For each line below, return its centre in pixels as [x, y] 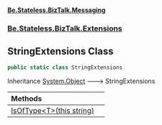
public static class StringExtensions [65, 67]
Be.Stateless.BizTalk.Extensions [65, 28]
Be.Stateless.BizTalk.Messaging [56, 10]
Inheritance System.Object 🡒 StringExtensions [81, 81]
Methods [27, 99]
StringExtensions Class [61, 51]
